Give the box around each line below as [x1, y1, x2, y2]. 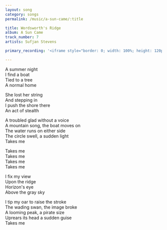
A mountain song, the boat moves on [5, 122, 81, 128]
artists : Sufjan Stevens [5, 39, 57, 45]
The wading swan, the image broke [5, 204, 78, 210]
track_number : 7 [5, 35, 39, 40]
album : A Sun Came [5, 30, 43, 35]
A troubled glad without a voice [5, 117, 70, 123]
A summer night [5, 66, 38, 72]
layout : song [5, 7, 32, 12]
